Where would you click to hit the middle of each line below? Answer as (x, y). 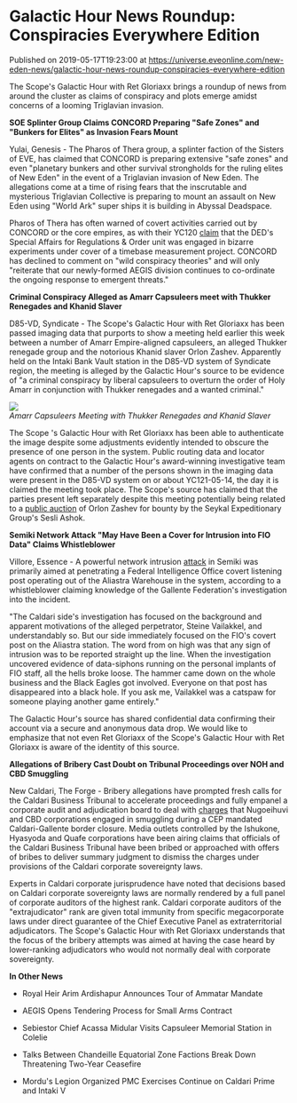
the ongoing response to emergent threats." (89, 279)
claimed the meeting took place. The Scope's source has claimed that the (144, 489)
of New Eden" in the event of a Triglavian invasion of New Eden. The (134, 177)
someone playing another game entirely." (84, 701)
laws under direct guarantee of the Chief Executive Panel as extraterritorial (145, 921)
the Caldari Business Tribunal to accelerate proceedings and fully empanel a (148, 800)
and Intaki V (44, 1091)
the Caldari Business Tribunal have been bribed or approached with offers (144, 847)
